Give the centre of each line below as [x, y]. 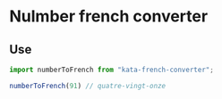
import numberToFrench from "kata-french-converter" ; [112, 70]
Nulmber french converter [109, 16]
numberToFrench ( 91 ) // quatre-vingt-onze [88, 86]
